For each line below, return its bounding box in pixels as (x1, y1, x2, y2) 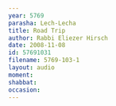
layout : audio (8, 64, 56, 72)
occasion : (8, 85, 41, 94)
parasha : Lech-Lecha (8, 19, 77, 27)
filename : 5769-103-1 (8, 57, 80, 65)
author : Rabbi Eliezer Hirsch (8, 33, 109, 42)
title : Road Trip (8, 26, 66, 34)
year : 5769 (8, 11, 44, 20)
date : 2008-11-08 (8, 41, 66, 49)
